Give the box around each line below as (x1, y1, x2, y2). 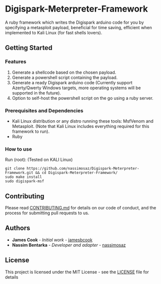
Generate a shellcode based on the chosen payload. (12, 69, 117, 75)
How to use (5, 145, 32, 152)
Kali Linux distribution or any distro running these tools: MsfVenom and (12, 118, 154, 124)
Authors (5, 224, 30, 232)
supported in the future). (12, 90, 61, 95)
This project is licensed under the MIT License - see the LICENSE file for (5, 269, 149, 275)
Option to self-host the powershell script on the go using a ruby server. (12, 95, 154, 101)
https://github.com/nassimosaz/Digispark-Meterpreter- (26, 166, 139, 171)
